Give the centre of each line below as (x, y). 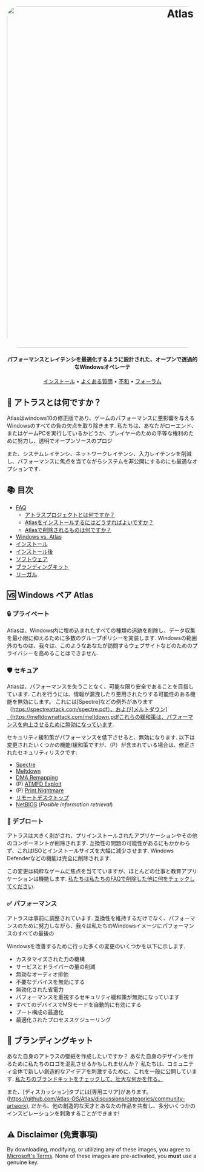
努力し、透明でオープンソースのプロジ (65, 441)
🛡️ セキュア (23, 670)
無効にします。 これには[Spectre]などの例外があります (85, 702)
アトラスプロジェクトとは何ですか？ (70, 515)
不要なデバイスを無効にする (50, 982)
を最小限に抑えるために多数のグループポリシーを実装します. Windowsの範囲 (102, 638)
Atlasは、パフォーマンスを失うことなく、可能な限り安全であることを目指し (100, 686)
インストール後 (34, 551)
